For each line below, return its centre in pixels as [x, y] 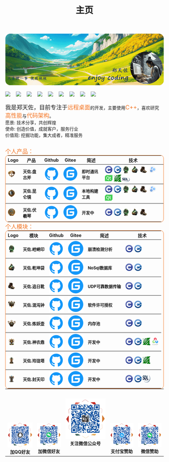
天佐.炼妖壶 [33, 323]
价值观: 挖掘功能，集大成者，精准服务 [44, 135]
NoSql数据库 [100, 268]
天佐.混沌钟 [33, 305]
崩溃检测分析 [100, 249]
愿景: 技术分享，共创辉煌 [31, 123]
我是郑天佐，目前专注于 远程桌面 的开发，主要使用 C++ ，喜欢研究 [82, 108]
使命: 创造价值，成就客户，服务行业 [42, 129]
